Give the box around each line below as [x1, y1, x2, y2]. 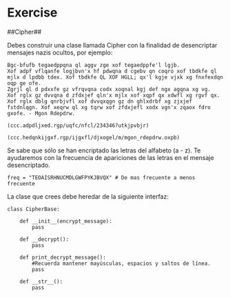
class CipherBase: [7, 206, 60, 212]
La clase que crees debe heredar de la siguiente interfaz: [7, 192, 169, 201]
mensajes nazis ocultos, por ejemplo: [7, 48, 113, 57]
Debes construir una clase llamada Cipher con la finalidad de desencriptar [7, 41, 218, 49]
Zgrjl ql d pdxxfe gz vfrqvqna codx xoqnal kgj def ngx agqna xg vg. [7, 86, 211, 92]
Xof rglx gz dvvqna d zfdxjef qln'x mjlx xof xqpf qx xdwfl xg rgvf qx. [7, 92, 220, 99]
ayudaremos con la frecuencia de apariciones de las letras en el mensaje [7, 153, 215, 161]
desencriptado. [7, 161, 50, 169]
